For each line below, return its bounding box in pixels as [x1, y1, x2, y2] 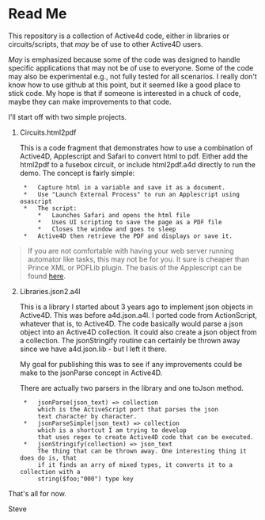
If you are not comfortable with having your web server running [27, 246, 235, 255]
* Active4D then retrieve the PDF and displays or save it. [23, 231, 233, 240]
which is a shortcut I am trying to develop [37, 426, 187, 434]
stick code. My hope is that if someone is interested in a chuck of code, [8, 88, 241, 97]
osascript [19, 197, 53, 205]
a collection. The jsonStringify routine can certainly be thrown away [19, 335, 240, 345]
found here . [27, 271, 66, 281]
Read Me [8, 5, 67, 23]
